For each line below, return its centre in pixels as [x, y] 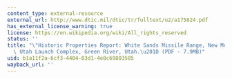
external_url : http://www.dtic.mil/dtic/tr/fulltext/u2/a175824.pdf [108, 20]
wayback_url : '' [30, 65]
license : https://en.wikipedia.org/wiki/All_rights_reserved [97, 33]
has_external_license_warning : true [60, 26]
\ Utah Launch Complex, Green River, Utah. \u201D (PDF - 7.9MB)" [109, 52]
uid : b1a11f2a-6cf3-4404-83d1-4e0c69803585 [71, 58]
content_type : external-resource [55, 13]
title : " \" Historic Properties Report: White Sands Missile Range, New [112, 45]
